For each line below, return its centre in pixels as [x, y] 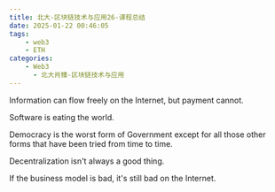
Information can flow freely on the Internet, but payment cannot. [126, 100]
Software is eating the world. [62, 117]
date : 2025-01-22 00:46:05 [59, 26]
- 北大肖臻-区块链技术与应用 [79, 75]
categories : [31, 58]
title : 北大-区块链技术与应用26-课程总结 [78, 17]
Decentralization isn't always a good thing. [87, 161]
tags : [19, 34]
